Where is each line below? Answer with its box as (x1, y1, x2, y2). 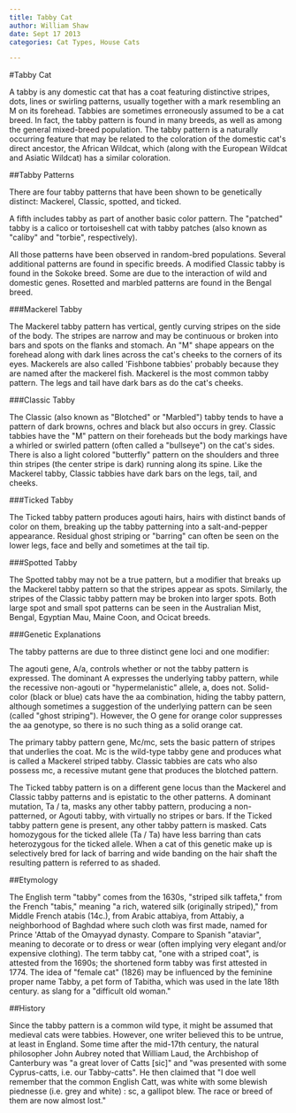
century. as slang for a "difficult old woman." (9, 986, 171, 996)
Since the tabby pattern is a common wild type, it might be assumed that (9, 1020, 274, 1031)
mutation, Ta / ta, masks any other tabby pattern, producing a (9, 802, 232, 812)
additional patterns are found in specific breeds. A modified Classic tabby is (9, 258, 285, 270)
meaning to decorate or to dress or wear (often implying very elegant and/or (9, 939, 287, 949)
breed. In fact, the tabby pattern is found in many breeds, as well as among (9, 115, 283, 126)
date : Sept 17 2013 (9, 29, 81, 38)
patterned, (9, 810, 48, 821)
